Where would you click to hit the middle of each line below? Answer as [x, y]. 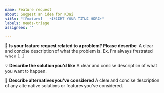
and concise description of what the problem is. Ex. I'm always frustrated [79, 51]
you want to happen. [26, 71]
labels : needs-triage [27, 23]
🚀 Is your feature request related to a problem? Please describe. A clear [79, 46]
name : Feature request [28, 9]
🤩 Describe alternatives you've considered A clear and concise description [82, 80]
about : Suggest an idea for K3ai [39, 14]
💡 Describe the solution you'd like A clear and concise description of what [81, 66]
